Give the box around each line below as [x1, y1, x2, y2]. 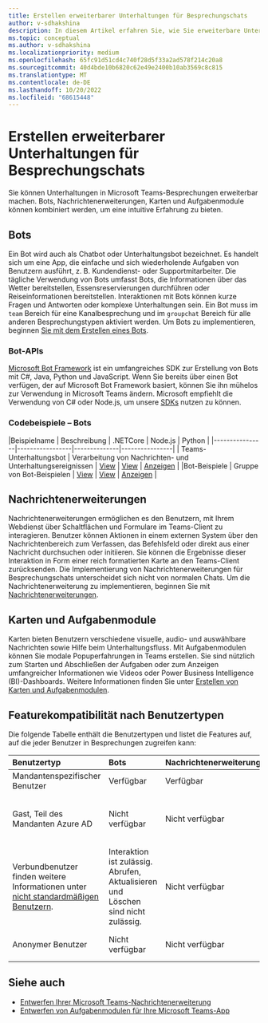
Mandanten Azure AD [12, 819, 93, 830]
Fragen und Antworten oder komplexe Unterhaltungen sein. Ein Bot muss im [8, 300, 258, 310]
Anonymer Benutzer [12, 939, 88, 950]
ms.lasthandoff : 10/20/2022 [8, 85, 102, 94]
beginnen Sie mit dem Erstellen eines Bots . [8, 326, 149, 335]
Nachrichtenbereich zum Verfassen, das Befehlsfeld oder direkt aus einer [8, 539, 250, 549]
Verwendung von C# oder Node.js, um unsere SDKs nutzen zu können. [8, 397, 242, 407]
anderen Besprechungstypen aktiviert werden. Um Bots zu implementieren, [8, 317, 256, 326]
